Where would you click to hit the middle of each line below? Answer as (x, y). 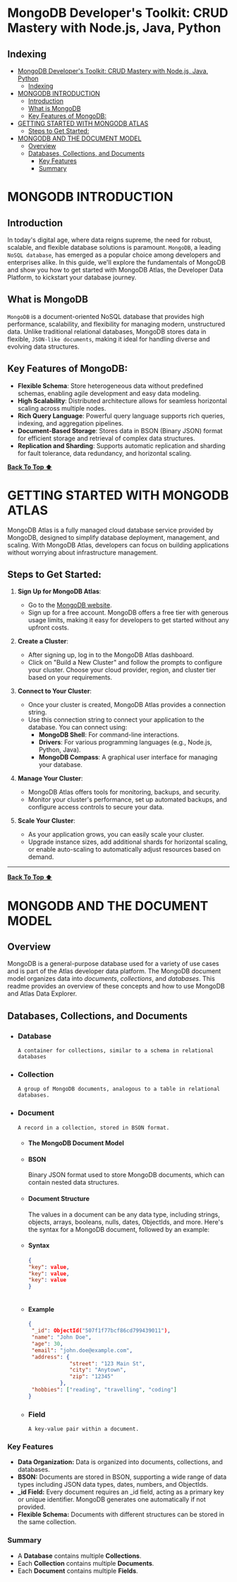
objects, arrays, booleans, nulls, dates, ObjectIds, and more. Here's (126, 1221)
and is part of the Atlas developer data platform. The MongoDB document (114, 971)
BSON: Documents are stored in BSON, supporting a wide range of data (122, 1477)
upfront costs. (48, 628)
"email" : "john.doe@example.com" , (82, 1350)
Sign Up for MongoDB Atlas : (59, 591)
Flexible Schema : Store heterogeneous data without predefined (110, 385)
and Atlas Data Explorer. (42, 994)
